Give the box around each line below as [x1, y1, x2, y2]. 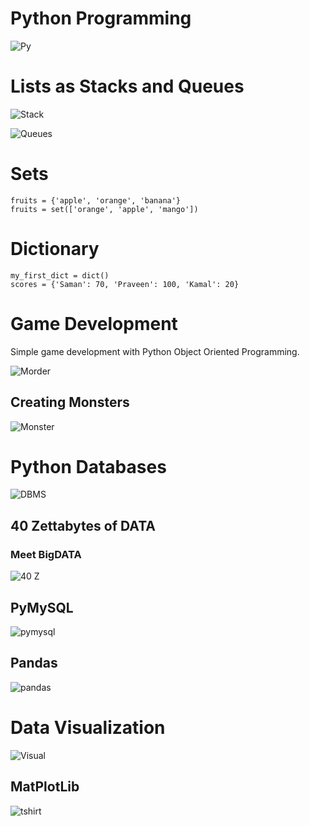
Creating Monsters [10, 394, 130, 411]
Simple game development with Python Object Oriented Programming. [10, 345, 300, 357]
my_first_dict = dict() [10, 270, 110, 281]
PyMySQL [10, 599, 74, 616]
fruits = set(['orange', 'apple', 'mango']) [10, 204, 199, 214]
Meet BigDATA [10, 547, 82, 561]
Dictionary [10, 238, 100, 260]
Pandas [10, 655, 58, 672]
